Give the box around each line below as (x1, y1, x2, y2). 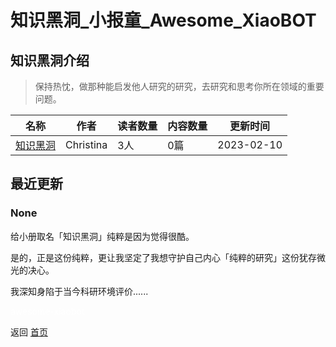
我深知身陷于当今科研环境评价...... (10, 285, 149, 297)
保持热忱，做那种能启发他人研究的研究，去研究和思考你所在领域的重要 (34, 81, 325, 92)
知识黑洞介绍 (10, 52, 90, 69)
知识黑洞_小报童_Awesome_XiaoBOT (10, 9, 317, 32)
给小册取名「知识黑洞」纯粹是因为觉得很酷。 (10, 230, 195, 242)
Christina (65, 138, 108, 151)
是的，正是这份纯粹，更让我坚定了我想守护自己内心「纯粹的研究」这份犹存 (10, 251, 317, 263)
